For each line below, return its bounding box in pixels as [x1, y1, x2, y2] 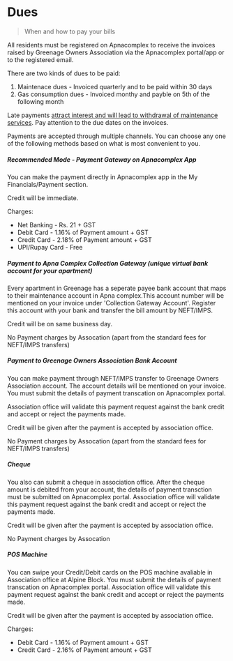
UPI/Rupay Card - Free [17, 243, 83, 251]
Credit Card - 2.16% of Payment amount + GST [17, 646, 152, 654]
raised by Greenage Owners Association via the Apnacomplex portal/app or [7, 48, 225, 56]
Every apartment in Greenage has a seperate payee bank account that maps [7, 284, 227, 292]
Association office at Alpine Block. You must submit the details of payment [7, 575, 221, 584]
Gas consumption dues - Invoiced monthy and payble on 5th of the [17, 90, 211, 98]
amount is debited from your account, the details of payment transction [7, 485, 213, 494]
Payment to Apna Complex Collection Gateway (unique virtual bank [7, 259, 209, 267]
